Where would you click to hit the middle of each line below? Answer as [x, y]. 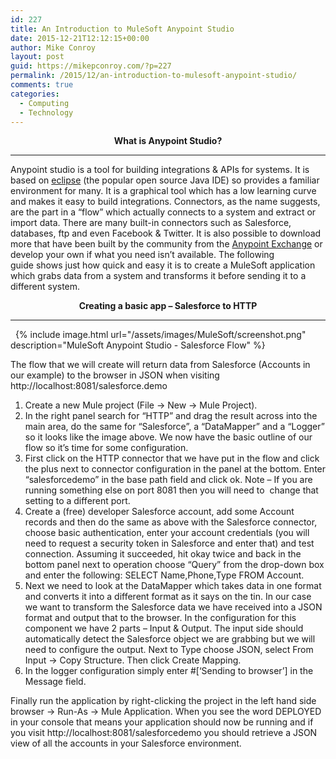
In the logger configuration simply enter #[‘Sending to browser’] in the [169, 671]
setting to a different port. [77, 501]
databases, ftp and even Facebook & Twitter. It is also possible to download [166, 233]
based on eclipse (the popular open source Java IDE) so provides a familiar [165, 180]
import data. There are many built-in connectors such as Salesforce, [151, 223]
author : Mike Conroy [53, 47]
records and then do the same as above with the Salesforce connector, [171, 522]
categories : [35, 94]
